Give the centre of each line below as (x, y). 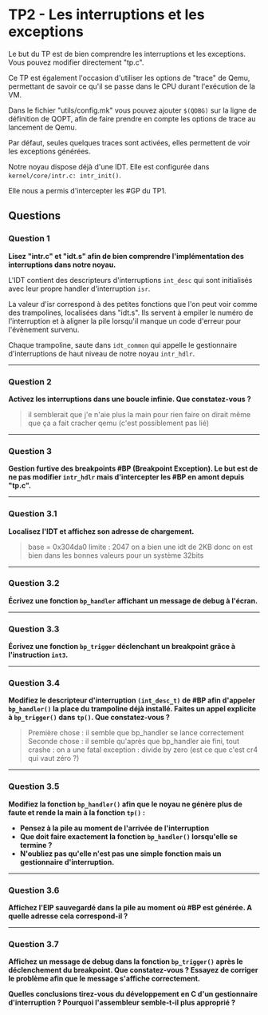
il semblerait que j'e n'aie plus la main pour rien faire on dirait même (139, 414)
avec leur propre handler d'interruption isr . (79, 289)
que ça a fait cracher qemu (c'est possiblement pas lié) (118, 423)
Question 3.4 (34, 683)
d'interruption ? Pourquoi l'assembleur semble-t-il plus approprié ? (122, 1003)
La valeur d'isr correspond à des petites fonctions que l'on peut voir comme (133, 304)
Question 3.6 (34, 890)
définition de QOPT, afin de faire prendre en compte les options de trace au (132, 118)
